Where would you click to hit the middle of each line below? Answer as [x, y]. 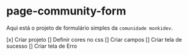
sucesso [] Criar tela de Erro [42, 46]
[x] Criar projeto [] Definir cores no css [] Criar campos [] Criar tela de [94, 39]
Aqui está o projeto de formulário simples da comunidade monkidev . [89, 28]
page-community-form [66, 11]
